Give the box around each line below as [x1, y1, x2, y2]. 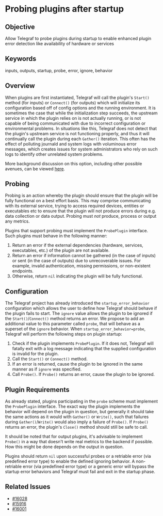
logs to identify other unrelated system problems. [5, 151, 103, 157]
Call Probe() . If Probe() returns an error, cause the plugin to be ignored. [12, 371, 155, 377]
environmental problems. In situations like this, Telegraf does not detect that [5, 125, 157, 131]
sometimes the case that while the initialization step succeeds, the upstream [5, 110, 158, 116]
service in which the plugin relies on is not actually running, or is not [5, 115, 141, 121]
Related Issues [5, 483, 50, 491]
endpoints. [12, 268, 34, 274]
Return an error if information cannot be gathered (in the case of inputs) [12, 253, 156, 258]
